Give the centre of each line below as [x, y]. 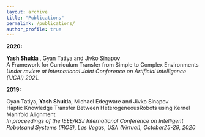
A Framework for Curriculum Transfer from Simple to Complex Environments [102, 65]
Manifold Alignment [31, 114]
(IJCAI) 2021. [23, 78]
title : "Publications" [35, 18]
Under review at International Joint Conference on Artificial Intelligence [96, 72]
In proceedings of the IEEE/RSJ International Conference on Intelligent [95, 121]
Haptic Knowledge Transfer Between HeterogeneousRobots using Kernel [98, 108]
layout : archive [27, 12]
